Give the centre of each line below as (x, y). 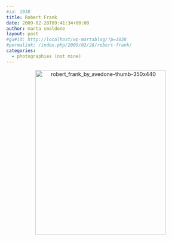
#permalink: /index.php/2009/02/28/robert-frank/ (69, 45)
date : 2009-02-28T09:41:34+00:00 (48, 23)
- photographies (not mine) (47, 56)
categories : (21, 51)
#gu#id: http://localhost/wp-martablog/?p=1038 (67, 39)
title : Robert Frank (32, 17)
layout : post (22, 34)
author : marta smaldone (36, 28)
